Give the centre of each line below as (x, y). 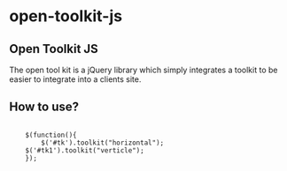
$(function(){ (51, 135)
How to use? (44, 107)
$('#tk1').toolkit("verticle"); (85, 150)
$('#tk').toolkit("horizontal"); (103, 143)
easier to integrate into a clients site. (75, 79)
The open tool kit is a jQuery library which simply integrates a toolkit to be (143, 70)
